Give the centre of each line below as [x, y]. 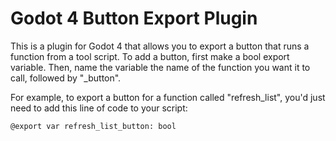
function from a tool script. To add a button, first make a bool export [150, 56]
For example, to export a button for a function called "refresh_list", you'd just [168, 97]
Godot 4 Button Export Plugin [134, 18]
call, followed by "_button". [66, 78]
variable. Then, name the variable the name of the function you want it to [160, 67]
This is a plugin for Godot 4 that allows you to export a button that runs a [160, 46]
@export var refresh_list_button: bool [93, 126]
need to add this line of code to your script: [99, 108]
